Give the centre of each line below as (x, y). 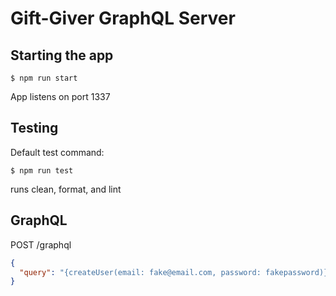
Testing (34, 128)
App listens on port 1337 (60, 96)
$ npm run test (42, 170)
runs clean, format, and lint (66, 189)
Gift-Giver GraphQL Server (123, 18)
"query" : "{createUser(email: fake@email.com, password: (140, 272)
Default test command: (57, 152)
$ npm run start (44, 78)
